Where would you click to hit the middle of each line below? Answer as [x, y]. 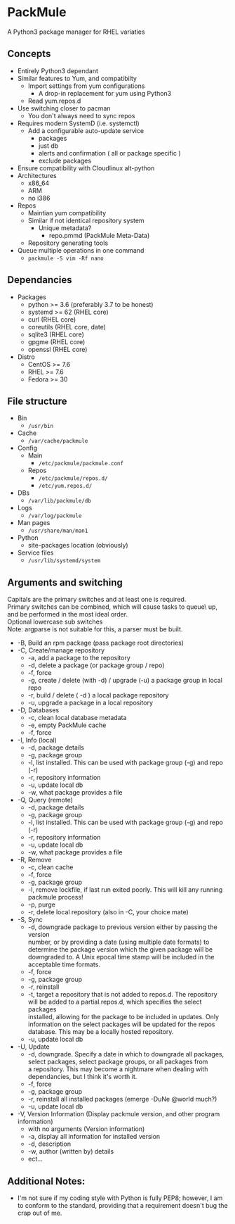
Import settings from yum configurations [86, 86]
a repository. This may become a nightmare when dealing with [118, 1069]
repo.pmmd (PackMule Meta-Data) [99, 235]
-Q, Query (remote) [45, 800]
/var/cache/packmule [58, 441]
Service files [35, 553]
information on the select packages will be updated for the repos [121, 1024]
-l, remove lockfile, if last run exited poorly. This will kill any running [125, 890]
